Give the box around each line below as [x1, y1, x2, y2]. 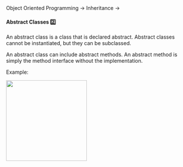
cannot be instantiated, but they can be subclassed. [6, 40, 131, 47]
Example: [6, 69, 29, 76]
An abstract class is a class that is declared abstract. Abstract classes [6, 33, 175, 40]
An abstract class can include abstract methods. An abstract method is [6, 51, 178, 58]
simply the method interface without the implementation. [6, 57, 143, 64]
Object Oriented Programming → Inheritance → [6, 5, 120, 11]
